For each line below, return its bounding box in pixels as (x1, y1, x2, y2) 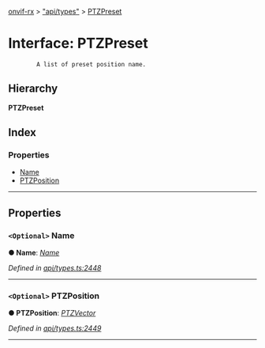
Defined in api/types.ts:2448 (8, 263, 102, 273)
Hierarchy (8, 82, 58, 96)
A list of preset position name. (36, 60, 147, 68)
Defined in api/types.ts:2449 (8, 323, 102, 333)
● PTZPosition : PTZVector (8, 308, 96, 318)
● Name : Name (8, 248, 60, 258)
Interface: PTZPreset (8, 35, 148, 52)
